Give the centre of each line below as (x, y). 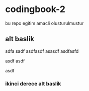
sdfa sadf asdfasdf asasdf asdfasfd (42, 51)
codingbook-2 (35, 9)
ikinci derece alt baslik (33, 83)
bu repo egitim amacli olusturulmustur (44, 23)
